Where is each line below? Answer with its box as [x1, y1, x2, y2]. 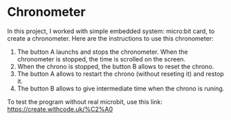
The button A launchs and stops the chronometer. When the [17, 48, 188, 56]
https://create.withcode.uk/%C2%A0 [7, 105, 113, 113]
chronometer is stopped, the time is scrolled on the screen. [17, 54, 186, 63]
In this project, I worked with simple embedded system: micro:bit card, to [7, 27, 215, 35]
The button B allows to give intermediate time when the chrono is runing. [17, 84, 225, 92]
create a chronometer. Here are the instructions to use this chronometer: [7, 34, 214, 42]
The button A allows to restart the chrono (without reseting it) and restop [17, 70, 225, 78]
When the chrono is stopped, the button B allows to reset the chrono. [17, 62, 214, 70]
